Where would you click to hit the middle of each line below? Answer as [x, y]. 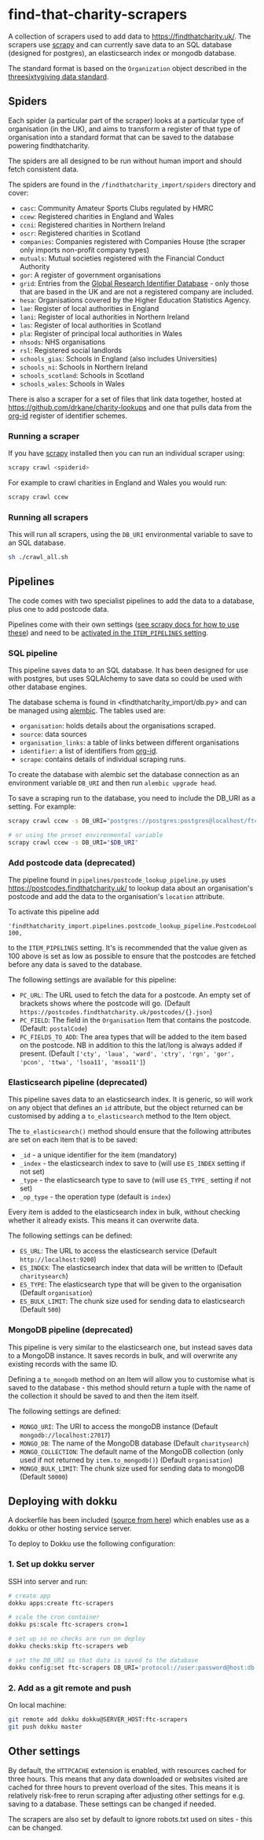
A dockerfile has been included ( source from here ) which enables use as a [129, 1520]
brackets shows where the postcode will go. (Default [105, 1003]
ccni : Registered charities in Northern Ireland [92, 224]
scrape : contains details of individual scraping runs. [103, 759]
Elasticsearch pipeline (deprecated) [78, 1082]
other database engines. [48, 687]
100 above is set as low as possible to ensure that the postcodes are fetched [132, 956]
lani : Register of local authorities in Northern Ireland [104, 317]
